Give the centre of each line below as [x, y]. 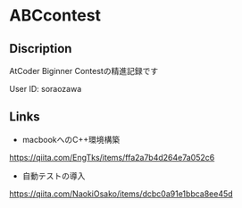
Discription [41, 49]
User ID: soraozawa [46, 89]
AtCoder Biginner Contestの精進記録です [84, 71]
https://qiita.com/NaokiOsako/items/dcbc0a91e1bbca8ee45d [121, 194]
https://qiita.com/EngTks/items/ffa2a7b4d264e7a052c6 [112, 157]
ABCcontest [55, 16]
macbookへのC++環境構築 [71, 139]
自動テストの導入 [54, 176]
